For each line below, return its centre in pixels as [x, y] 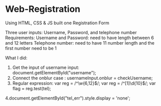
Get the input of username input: [46, 67]
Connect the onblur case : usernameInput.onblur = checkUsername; [82, 78]
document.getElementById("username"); [54, 72]
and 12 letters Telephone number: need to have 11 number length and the [80, 43]
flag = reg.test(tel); [32, 88]
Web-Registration [43, 9]
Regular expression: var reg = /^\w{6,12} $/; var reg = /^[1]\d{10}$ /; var [84, 83]
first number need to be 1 [31, 48]
